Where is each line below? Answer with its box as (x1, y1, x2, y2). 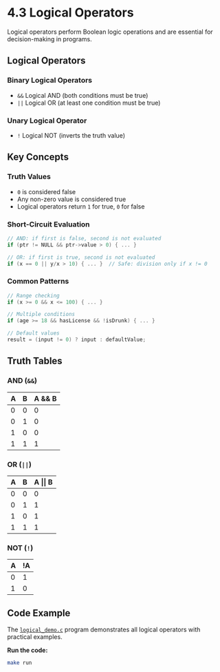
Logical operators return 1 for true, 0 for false (16, 202, 145, 211)
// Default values (7, 330, 60, 337)
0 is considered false (16, 187, 76, 196)
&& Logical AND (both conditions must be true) (16, 91, 148, 99)
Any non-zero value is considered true (16, 195, 126, 203)
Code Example (7, 607, 71, 619)
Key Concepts (7, 151, 69, 163)
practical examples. (7, 633, 63, 641)
